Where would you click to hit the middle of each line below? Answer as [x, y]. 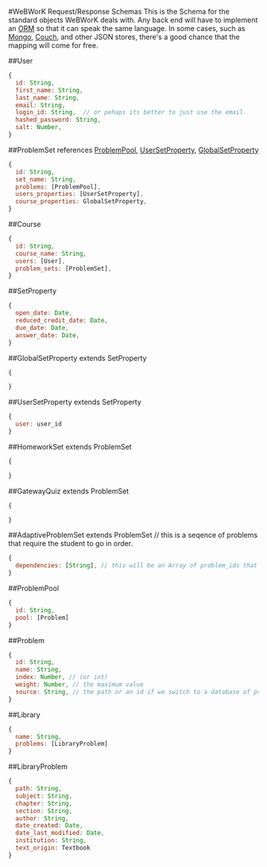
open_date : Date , [44, 313]
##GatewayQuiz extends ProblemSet [69, 491]
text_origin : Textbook [53, 848]
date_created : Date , [49, 826]
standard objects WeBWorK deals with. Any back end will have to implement [133, 20]
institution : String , [51, 841]
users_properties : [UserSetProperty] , [80, 194]
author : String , [42, 818]
